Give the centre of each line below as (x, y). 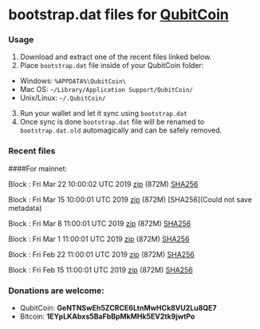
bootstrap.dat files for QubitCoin (118, 15)
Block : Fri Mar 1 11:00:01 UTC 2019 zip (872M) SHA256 (99, 239)
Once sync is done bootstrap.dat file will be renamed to (112, 122)
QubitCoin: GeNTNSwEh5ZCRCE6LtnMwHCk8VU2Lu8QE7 (118, 308)
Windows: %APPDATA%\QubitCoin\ (73, 81)
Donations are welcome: (57, 291)
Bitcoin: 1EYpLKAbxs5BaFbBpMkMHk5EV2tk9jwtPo (107, 316)
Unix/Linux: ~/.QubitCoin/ (63, 98)
